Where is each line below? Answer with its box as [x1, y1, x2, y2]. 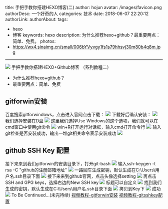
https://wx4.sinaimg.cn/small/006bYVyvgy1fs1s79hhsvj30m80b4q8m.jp [12, 44, 161, 50]
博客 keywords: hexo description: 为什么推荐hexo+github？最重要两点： [12, 32, 161, 38]
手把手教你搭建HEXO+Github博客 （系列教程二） [11, 64, 111, 70]
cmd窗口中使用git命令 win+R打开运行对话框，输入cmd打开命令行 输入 [5, 124, 161, 130]
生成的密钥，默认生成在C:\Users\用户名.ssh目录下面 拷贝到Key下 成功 [5, 185, 161, 191]
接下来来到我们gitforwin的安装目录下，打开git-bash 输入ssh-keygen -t [5, 160, 156, 166]
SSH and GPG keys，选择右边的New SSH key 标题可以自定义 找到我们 [5, 179, 162, 185]
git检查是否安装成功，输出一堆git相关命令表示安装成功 [5, 130, 116, 136]
